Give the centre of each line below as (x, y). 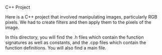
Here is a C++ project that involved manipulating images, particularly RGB (81, 17)
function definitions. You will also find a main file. (56, 48)
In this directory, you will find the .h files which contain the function (74, 37)
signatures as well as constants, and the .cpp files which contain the (76, 42)
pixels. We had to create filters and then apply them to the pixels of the (78, 22)
